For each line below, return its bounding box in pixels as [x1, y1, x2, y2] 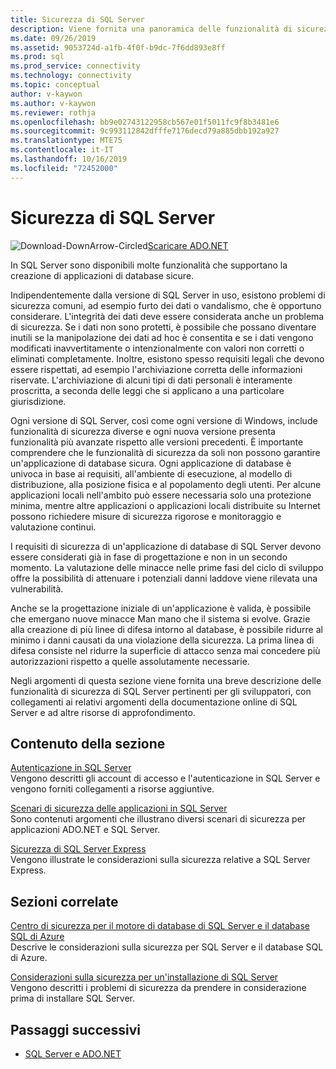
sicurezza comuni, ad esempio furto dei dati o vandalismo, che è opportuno [10, 299, 322, 311]
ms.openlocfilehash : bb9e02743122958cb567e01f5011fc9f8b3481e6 [10, 117, 280, 127]
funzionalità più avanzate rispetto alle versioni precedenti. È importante [10, 436, 304, 448]
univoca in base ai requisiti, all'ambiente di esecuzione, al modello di [10, 467, 293, 480]
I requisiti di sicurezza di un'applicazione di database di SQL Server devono [10, 540, 322, 552]
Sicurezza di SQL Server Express [10, 843, 147, 855]
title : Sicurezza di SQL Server [10, 14, 145, 25]
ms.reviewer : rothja [10, 107, 97, 118]
